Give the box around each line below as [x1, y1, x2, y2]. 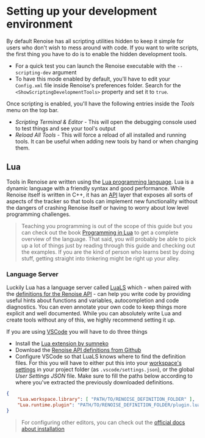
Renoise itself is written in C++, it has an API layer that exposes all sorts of [6, 191, 193, 198]
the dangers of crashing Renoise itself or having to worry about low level [6, 204, 189, 211]
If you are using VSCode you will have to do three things [6, 328, 148, 336]
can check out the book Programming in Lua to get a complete [21, 229, 179, 236]
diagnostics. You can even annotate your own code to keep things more [6, 303, 187, 311]
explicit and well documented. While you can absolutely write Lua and [6, 310, 182, 317]
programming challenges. [6, 210, 71, 218]
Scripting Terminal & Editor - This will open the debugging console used [15, 118, 196, 126]
